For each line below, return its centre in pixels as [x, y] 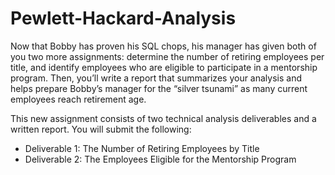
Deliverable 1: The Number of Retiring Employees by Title [142, 148]
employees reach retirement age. [78, 99]
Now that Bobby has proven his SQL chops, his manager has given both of [163, 46]
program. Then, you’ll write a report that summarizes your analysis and [156, 78]
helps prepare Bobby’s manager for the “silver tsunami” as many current [159, 88]
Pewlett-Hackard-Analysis [123, 18]
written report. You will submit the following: [101, 129]
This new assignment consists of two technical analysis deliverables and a [163, 118]
